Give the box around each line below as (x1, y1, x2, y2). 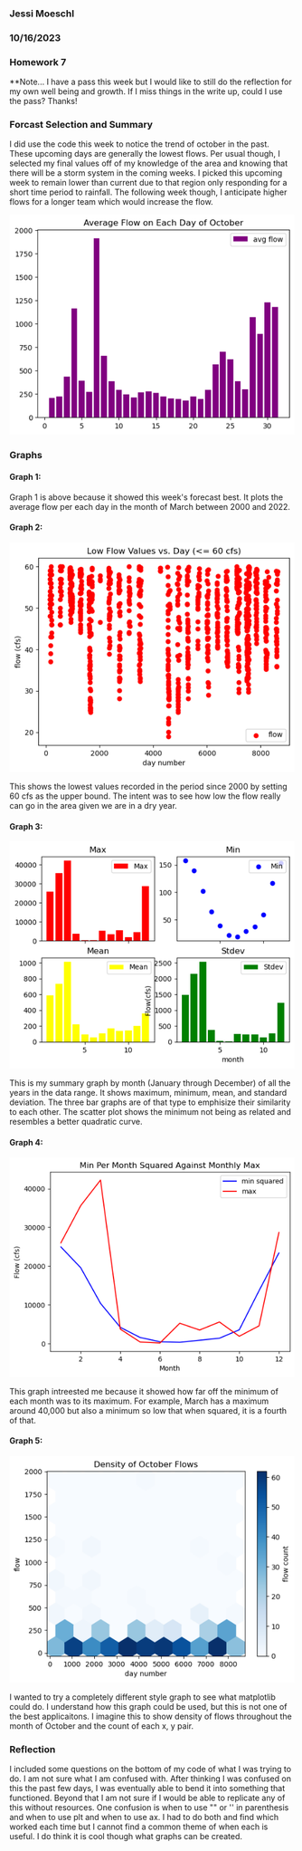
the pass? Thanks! (9, 96, 78, 107)
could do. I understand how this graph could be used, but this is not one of (9, 1701, 288, 1712)
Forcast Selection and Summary (9, 119, 154, 131)
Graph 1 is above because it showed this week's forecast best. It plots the (9, 492, 283, 503)
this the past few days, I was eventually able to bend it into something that (9, 1783, 286, 1794)
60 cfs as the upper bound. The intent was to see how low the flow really (9, 791, 281, 801)
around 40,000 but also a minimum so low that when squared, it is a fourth (9, 1405, 288, 1415)
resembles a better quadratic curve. (9, 1117, 143, 1127)
